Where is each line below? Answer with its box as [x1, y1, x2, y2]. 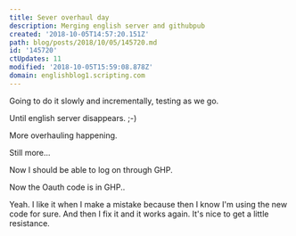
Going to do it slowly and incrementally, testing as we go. [9, 95, 219, 106]
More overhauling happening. [9, 130, 118, 141]
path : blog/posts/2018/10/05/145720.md [9, 37, 158, 47]
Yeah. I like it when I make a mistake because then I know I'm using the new [9, 199, 288, 209]
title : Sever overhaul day [9, 12, 110, 22]
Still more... [9, 147, 51, 158]
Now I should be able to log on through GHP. [9, 164, 174, 175]
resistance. [9, 217, 51, 228]
